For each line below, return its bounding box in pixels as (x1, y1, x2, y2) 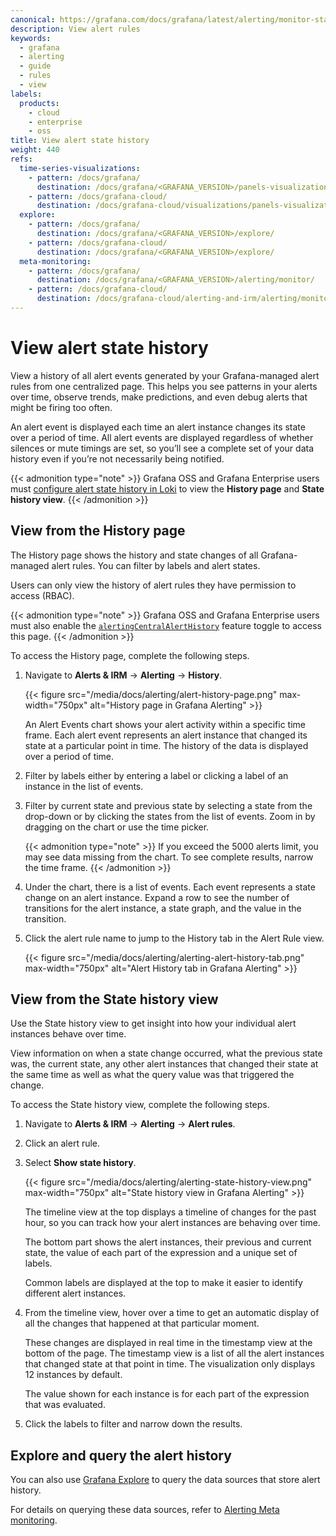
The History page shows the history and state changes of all (10, 549, 259, 561)
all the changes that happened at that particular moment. (24, 1317, 260, 1330)
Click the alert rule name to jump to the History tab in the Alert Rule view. (24, 932, 325, 944)
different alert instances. (24, 1287, 127, 1300)
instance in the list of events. (24, 780, 144, 792)
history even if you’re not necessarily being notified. (10, 452, 225, 465)
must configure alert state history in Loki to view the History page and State (10, 482, 325, 495)
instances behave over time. (10, 1028, 127, 1040)
